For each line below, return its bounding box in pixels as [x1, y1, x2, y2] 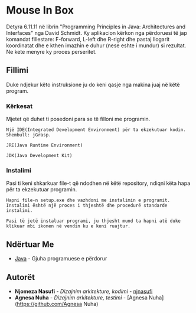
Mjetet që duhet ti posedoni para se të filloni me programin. [6, 116, 151, 123]
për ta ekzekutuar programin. [6, 186, 77, 193]
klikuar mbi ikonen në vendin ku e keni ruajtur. [6, 223, 131, 229]
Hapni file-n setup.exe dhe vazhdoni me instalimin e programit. [6, 197, 170, 204]
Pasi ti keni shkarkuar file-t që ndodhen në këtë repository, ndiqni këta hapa [6, 180, 191, 187]
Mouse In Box [6, 4, 74, 17]
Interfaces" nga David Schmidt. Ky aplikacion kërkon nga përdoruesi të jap [6, 29, 187, 36]
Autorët [6, 272, 35, 282]
